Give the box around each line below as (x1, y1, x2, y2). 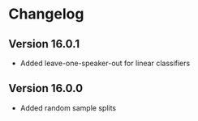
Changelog (8, 5, 84, 23)
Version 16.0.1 (8, 37, 80, 51)
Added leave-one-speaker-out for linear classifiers (19, 58, 191, 68)
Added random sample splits (19, 102, 116, 113)
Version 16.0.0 (8, 81, 84, 95)
